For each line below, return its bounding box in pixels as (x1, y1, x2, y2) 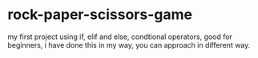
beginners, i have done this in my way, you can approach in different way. (7, 40, 251, 49)
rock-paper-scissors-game (7, 6, 193, 24)
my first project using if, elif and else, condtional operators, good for (7, 32, 233, 41)
